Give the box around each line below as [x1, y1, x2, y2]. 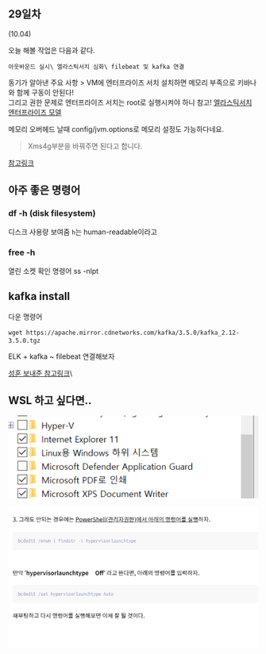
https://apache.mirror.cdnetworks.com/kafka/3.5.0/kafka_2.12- [25, 329, 240, 337]
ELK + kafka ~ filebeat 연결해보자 [8, 352, 115, 361]
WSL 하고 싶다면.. [8, 394, 92, 407]
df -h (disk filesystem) [8, 208, 96, 219]
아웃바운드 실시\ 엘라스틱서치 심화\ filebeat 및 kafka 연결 [8, 63, 185, 71]
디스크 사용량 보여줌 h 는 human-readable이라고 [8, 227, 157, 237]
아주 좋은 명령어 [8, 183, 81, 197]
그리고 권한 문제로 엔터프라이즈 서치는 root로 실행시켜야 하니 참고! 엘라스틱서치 [8, 98, 253, 107]
